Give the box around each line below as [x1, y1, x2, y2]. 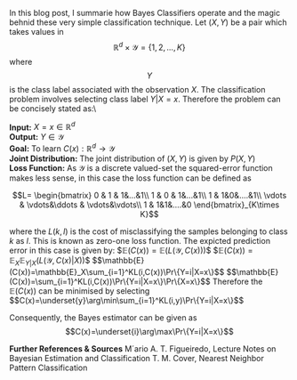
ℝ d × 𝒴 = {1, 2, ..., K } [113, 40, 186, 53]
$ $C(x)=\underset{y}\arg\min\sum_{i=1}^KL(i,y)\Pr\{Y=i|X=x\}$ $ [9, 295, 245, 305]
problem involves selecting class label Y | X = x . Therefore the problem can [9, 93, 282, 104]
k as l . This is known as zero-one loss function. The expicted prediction [9, 235, 271, 246]
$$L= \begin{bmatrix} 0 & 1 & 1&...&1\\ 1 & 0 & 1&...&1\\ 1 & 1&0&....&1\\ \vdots [12, 190, 287, 200]
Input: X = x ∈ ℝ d [9, 120, 76, 133]
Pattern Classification [9, 362, 88, 373]
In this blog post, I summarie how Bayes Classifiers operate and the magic [9, 8, 281, 18]
